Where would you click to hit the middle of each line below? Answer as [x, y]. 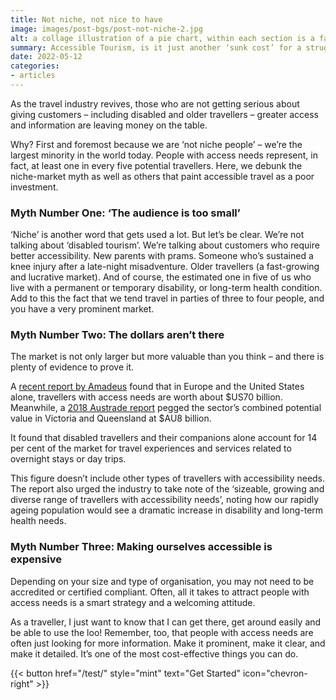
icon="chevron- [275, 673]
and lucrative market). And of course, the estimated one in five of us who [161, 277]
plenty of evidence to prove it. [72, 367]
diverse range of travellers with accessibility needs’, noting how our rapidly [165, 500]
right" [22, 683]
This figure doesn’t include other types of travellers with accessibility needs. [168, 478]
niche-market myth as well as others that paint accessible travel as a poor [162, 176]
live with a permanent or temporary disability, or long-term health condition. [166, 288]
